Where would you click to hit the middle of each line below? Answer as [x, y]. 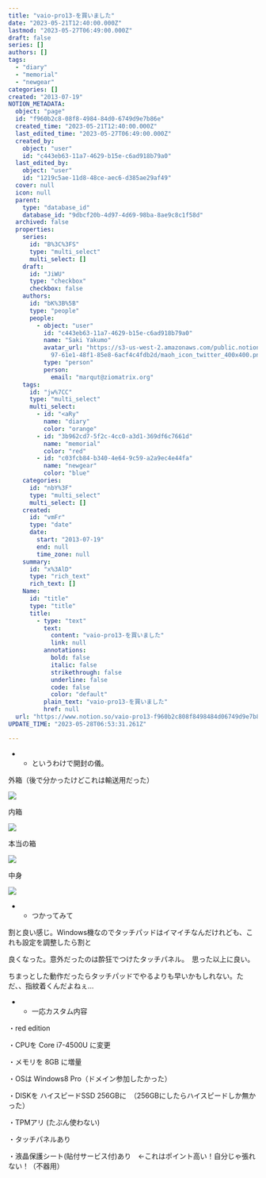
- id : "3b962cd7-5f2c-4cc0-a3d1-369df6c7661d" [115, 436]
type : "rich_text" [59, 576]
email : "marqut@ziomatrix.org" [102, 377]
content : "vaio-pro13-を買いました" [107, 636]
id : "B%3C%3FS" [54, 244]
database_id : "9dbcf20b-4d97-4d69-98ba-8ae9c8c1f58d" [113, 215]
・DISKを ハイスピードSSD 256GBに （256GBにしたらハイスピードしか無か [132, 1095]
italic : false [74, 665]
